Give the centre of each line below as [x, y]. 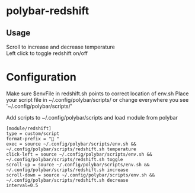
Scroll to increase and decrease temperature [61, 47]
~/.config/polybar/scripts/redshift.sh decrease [67, 180]
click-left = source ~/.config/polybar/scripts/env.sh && [79, 154]
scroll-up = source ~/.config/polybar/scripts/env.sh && [78, 165]
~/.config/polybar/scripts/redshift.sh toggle [65, 159]
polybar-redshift [48, 11]
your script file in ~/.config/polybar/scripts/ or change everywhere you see [97, 99]
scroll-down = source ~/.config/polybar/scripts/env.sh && [81, 175]
